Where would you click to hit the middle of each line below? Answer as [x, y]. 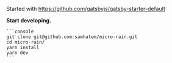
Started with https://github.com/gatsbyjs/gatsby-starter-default [86, 9]
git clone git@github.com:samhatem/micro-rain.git [72, 37]
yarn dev [17, 53]
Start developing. [29, 20]
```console [20, 31]
